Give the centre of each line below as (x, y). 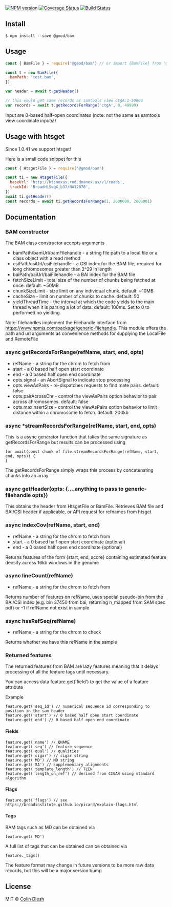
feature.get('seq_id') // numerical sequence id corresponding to (78, 707)
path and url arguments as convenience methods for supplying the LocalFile (86, 333)
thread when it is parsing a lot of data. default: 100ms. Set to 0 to (81, 307)
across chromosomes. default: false (50, 402)
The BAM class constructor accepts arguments (55, 243)
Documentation (31, 217)
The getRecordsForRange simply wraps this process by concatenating (79, 470)
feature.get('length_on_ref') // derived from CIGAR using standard (80, 773)
